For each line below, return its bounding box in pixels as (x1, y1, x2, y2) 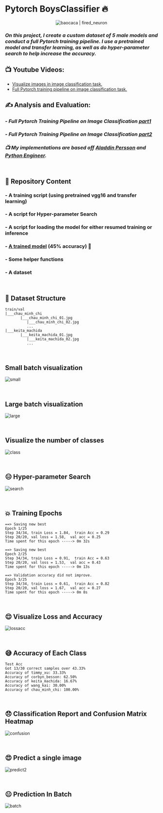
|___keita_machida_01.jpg (20, 333, 73, 338)
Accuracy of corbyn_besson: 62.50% (5, 675, 77, 679)
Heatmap (5, 717, 33, 726)
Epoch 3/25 (5, 577, 27, 582)
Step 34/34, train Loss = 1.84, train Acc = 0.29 (5, 530, 110, 535)
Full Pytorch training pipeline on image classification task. (12, 86, 128, 92)
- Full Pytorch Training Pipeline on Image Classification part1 (5, 118, 151, 124)
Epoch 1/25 (5, 526, 27, 531)
